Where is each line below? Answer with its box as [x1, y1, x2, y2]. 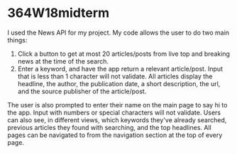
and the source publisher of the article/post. [17, 87, 147, 95]
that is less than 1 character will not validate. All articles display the [17, 72, 213, 81]
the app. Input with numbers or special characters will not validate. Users [7, 108, 221, 117]
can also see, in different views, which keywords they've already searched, [7, 115, 227, 124]
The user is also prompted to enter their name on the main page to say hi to [7, 100, 228, 109]
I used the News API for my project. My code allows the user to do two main [7, 28, 229, 37]
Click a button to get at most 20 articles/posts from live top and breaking [17, 49, 231, 58]
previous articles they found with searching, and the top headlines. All [7, 123, 211, 131]
